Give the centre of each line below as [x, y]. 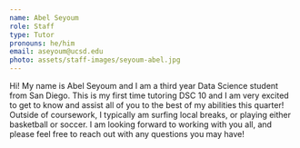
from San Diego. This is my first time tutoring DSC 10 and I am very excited [149, 95]
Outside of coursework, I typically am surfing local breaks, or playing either [150, 115]
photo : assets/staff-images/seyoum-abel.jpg [95, 60]
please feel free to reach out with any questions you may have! [127, 134]
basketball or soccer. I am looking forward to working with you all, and [141, 124]
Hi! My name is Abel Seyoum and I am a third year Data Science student [144, 86]
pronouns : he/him [42, 43]
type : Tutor [32, 35]
